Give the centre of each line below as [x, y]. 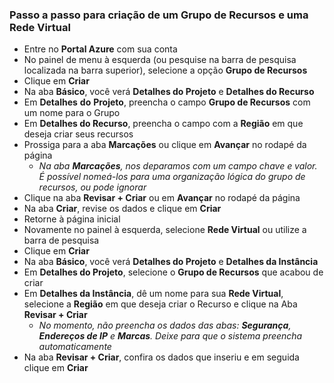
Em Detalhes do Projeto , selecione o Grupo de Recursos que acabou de [173, 272]
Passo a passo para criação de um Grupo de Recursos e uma [159, 15]
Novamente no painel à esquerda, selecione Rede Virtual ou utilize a [165, 230]
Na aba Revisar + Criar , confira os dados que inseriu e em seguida [161, 357]
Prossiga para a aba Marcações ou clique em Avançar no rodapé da [165, 145]
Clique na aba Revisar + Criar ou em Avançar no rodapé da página [162, 198]
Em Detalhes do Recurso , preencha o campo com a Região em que [163, 124]
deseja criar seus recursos [78, 134]
